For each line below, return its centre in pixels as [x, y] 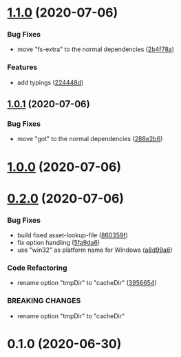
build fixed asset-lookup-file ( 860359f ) [73, 235]
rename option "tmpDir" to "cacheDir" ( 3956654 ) [87, 283]
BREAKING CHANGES [44, 301]
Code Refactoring [37, 268]
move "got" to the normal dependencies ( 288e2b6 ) [90, 139]
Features [22, 67]
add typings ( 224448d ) [50, 82]
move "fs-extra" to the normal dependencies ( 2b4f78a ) [95, 49]
